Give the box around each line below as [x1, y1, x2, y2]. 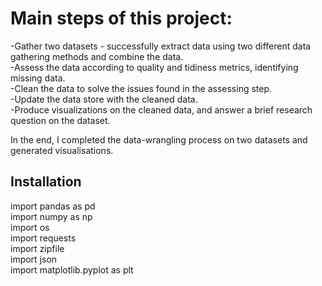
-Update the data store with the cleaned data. [10, 93, 198, 105]
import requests [10, 232, 77, 244]
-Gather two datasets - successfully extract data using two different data [10, 40, 312, 52]
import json [10, 253, 58, 265]
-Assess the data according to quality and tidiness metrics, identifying [10, 61, 299, 73]
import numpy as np [10, 210, 93, 222]
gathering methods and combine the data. [10, 50, 184, 62]
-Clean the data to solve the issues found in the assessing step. [10, 82, 273, 94]
